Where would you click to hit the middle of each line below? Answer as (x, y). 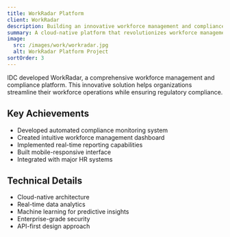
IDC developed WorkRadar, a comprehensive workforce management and (111, 77)
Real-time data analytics (51, 204)
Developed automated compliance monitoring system (92, 130)
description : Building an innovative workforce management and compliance (116, 26)
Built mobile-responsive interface (64, 152)
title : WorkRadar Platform (46, 13)
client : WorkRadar (33, 20)
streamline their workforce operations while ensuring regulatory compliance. (115, 92)
